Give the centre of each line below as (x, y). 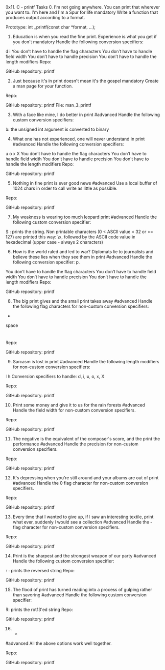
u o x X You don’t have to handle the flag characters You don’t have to (76, 154)
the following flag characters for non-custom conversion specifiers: (81, 306)
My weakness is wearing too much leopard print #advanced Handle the (85, 217)
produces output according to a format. (45, 17)
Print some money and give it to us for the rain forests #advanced (79, 405)
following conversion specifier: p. (46, 262)
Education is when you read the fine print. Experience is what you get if (85, 37)
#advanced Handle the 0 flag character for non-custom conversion (80, 483)
